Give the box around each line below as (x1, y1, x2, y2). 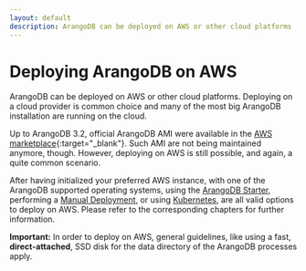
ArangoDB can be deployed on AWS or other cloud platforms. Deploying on (9, 91, 293, 102)
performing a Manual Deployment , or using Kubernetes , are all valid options (9, 194, 294, 205)
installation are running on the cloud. (9, 110, 148, 121)
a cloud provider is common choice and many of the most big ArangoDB (9, 101, 281, 112)
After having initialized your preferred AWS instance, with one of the (9, 175, 266, 186)
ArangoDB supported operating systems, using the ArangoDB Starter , (9, 184, 271, 196)
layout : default (9, 13, 71, 23)
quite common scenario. (9, 157, 101, 169)
